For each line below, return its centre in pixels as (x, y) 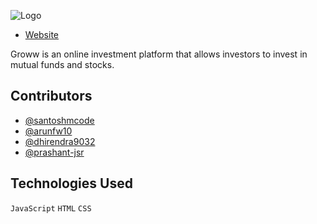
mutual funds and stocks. (62, 64)
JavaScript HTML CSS (51, 208)
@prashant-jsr (54, 152)
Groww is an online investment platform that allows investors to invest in (159, 54)
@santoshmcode (59, 120)
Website (42, 34)
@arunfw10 (48, 131)
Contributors (51, 96)
